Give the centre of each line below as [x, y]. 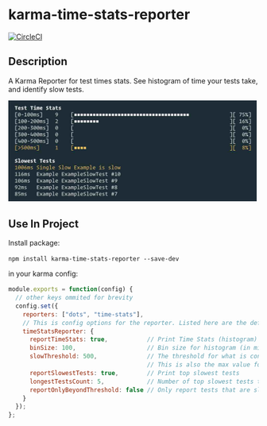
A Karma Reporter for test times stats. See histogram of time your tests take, [133, 80]
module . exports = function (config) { [71, 289]
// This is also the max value [198, 365]
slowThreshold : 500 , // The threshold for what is [138, 356]
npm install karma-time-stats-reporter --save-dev [94, 259]
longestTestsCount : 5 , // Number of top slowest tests [141, 381]
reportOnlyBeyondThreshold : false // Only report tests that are [139, 390]
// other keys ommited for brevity [74, 298]
